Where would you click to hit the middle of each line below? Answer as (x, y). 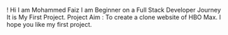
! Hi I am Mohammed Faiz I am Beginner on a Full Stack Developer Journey (114, 10)
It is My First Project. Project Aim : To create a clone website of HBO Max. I (114, 17)
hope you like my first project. (49, 24)
